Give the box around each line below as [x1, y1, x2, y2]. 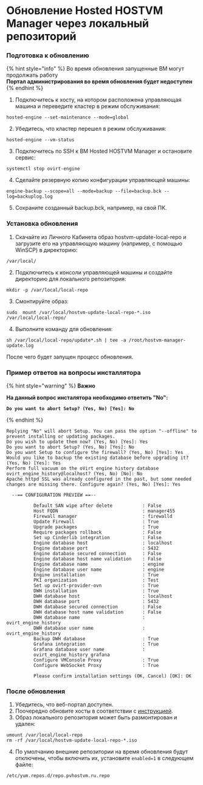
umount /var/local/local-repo [6, 732, 83, 738]
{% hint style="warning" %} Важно [6, 382, 95, 389]
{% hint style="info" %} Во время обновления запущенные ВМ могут [6, 65, 184, 72]
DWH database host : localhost [33, 593, 173, 599]
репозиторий [6, 30, 77, 43]
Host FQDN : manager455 [33, 508, 175, 514]
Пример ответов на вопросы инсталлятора [6, 368, 141, 377]
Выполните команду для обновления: [15, 325, 113, 332]
